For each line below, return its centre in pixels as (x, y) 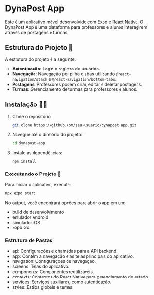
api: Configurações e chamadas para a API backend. (65, 251)
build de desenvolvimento (38, 212)
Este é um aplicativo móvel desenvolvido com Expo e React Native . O (74, 22)
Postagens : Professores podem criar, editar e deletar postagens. (77, 84)
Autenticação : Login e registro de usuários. (56, 69)
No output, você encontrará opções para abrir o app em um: (65, 203)
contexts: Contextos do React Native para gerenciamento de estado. (81, 277)
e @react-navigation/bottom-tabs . (82, 79)
